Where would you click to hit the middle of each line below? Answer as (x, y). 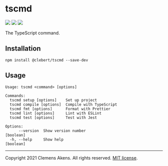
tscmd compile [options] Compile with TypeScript (63, 104)
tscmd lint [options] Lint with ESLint (55, 113)
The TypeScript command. (32, 32)
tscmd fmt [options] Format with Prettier (60, 109)
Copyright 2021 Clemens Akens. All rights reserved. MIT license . (71, 157)
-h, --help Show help (37, 139)
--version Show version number (52, 130)
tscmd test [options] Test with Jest (53, 117)
